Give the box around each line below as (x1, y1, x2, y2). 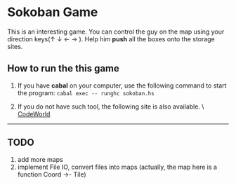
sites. (7, 42, 23, 50)
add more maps (17, 155, 63, 163)
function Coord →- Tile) (17, 170, 86, 179)
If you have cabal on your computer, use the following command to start (17, 81, 227, 90)
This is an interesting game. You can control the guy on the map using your (7, 27, 225, 36)
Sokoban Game (7, 4, 98, 20)
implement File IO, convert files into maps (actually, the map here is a (17, 163, 218, 171)
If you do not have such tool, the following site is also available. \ (17, 102, 204, 111)
